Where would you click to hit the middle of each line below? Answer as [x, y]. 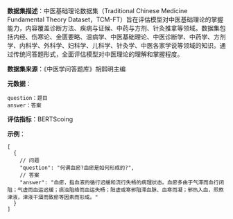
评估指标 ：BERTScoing [40, 119]
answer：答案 [24, 105]
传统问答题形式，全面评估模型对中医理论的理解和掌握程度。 [98, 54]
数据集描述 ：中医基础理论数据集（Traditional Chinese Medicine [97, 11]
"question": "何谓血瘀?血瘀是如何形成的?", [77, 168]
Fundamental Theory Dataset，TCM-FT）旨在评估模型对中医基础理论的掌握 [115, 19]
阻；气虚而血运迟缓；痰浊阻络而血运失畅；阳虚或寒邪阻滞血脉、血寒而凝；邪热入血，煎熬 [115, 190]
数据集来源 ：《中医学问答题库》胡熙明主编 [67, 69]
